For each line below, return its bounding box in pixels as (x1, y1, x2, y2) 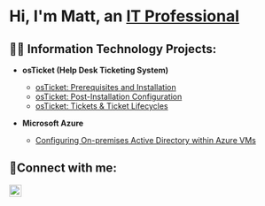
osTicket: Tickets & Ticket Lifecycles (35, 101, 168, 111)
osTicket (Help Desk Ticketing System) (21, 65, 169, 75)
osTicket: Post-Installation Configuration (35, 91, 183, 102)
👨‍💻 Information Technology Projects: (9, 42, 217, 57)
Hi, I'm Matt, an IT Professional (9, 6, 239, 27)
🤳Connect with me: (9, 161, 117, 176)
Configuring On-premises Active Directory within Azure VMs (35, 135, 257, 145)
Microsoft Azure (21, 118, 84, 128)
